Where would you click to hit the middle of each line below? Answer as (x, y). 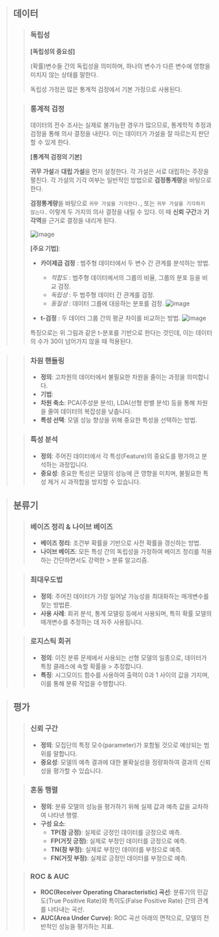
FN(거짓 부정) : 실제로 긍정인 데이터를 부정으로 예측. (119, 858)
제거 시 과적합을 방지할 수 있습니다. (94, 482)
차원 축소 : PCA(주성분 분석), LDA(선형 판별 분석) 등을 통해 (118, 403)
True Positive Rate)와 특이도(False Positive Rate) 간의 (122, 901)
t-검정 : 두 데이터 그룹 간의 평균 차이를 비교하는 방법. (110, 318)
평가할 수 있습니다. (78, 771)
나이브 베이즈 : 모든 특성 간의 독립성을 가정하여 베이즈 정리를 (120, 552)
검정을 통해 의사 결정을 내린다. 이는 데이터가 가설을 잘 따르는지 (113, 133)
